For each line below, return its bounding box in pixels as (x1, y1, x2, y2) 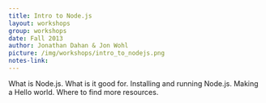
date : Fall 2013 (8, 34, 63, 43)
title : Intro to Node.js (8, 11, 92, 20)
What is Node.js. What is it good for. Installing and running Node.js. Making (8, 78, 259, 89)
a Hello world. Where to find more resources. (8, 87, 159, 97)
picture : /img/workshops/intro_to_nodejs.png (8, 49, 165, 57)
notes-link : (8, 57, 49, 65)
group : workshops (8, 27, 67, 35)
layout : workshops (8, 19, 71, 27)
